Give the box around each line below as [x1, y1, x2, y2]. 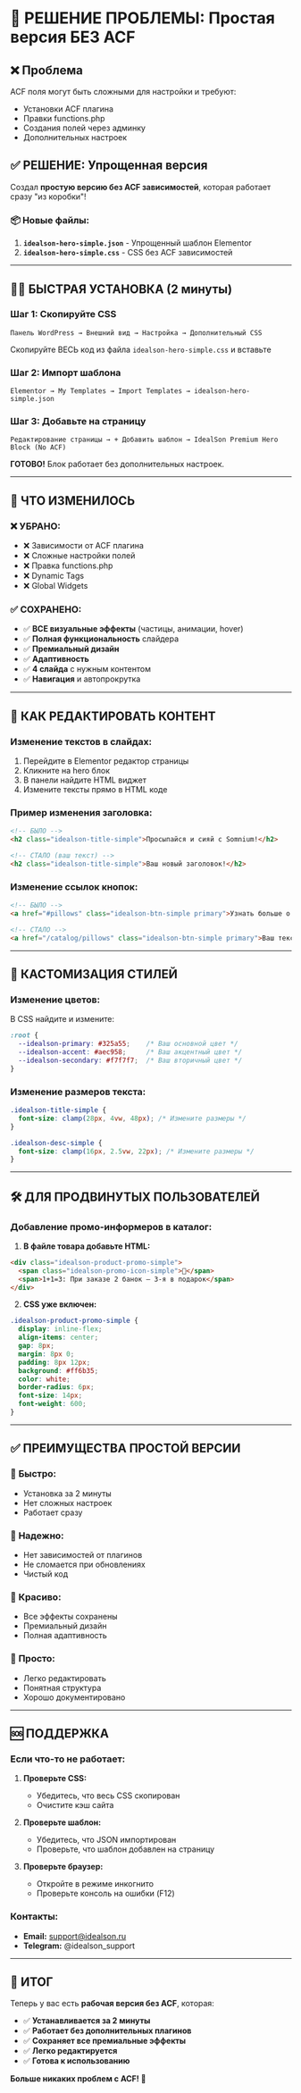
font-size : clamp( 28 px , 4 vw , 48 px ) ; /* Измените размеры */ [18, 1114, 247, 1123]
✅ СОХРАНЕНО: [10, 603, 82, 615]
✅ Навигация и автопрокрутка [22, 674, 141, 684]
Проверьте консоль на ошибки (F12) [36, 1888, 175, 1899]
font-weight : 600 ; [18, 1400, 88, 1409]
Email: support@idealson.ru [22, 1930, 127, 1941]
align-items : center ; [18, 1333, 99, 1343]
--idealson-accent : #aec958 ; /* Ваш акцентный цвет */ [18, 1048, 243, 1057]
